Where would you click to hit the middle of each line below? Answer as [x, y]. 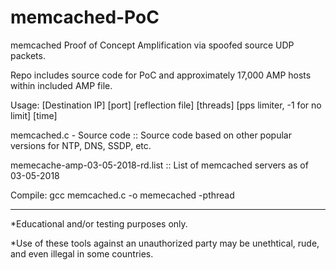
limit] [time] [34, 115]
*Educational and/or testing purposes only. [99, 223]
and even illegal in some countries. [82, 253]
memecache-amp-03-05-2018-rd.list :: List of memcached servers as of [159, 165]
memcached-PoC [85, 17]
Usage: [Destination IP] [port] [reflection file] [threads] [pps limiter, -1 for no [166, 105]
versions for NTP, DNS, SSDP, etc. [81, 145]
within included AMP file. [61, 85]
